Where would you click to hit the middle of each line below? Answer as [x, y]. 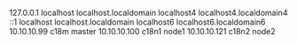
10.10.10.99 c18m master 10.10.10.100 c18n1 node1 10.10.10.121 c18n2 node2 [143, 31]
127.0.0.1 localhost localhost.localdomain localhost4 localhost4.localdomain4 [148, 13]
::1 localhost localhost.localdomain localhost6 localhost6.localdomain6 [137, 22]
